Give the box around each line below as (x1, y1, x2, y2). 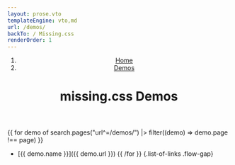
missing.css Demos (59, 89, 178, 105)
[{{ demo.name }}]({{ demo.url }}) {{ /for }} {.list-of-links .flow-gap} (17, 149, 214, 158)
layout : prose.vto (7, 10, 62, 18)
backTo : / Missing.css (7, 30, 74, 38)
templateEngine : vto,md (7, 17, 78, 24)
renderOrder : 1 (7, 37, 52, 44)
